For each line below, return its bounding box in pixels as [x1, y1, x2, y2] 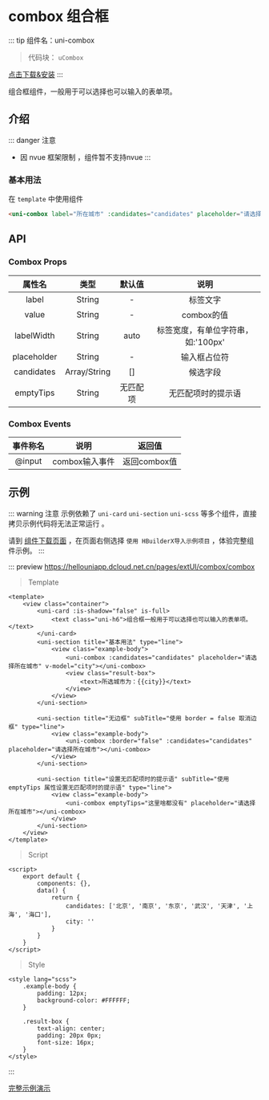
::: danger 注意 [8, 135, 56, 145]
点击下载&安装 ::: [8, 69, 64, 79]
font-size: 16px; [37, 1038, 94, 1046]
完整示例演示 [8, 1083, 50, 1093]
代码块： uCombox [27, 52, 84, 62]
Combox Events [8, 418, 71, 430]
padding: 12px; [37, 989, 88, 997]
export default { [22, 872, 81, 880]
